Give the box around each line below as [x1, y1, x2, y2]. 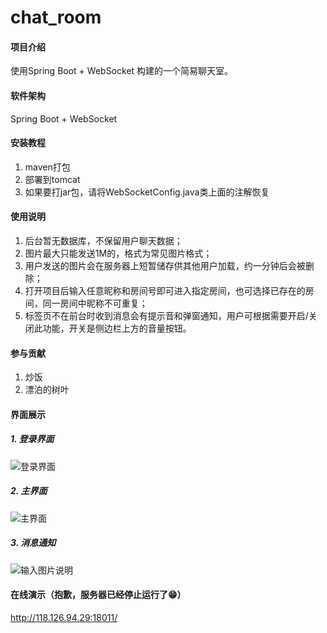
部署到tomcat [24, 173, 81, 185]
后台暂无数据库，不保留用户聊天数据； [24, 235, 183, 246]
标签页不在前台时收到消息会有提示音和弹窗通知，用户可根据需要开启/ [24, 310, 309, 321]
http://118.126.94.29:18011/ [10, 611, 118, 623]
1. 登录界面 [10, 433, 55, 445]
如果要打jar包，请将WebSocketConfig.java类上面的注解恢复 [24, 186, 270, 198]
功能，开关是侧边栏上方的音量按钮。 [42, 322, 192, 334]
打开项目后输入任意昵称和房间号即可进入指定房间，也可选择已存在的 [24, 285, 306, 296]
